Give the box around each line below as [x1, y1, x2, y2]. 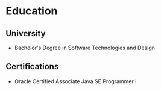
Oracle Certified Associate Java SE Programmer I [14, 77, 137, 85]
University [5, 28, 46, 39]
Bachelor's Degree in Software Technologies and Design [14, 44, 155, 51]
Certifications [5, 61, 59, 72]
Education [5, 4, 58, 18]
